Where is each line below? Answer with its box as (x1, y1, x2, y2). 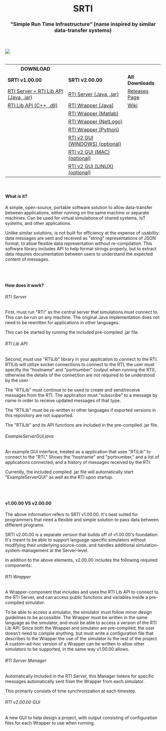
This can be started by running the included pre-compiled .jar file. (5, 329, 139, 335)
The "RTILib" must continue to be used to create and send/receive (5, 387, 140, 393)
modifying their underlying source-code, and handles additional (5, 542, 135, 548)
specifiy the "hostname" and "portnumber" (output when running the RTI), (5, 366, 157, 372)
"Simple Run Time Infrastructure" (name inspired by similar (10, 21, 156, 28)
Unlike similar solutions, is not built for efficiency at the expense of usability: (5, 229, 160, 236)
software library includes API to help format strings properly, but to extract (5, 245, 157, 251)
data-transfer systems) (54, 27, 112, 34)
